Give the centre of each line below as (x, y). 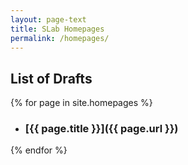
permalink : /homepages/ (60, 38)
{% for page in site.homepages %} (81, 103)
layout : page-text (48, 19)
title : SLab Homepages (57, 29)
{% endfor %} (39, 150)
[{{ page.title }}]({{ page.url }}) (101, 129)
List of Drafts (51, 78)
